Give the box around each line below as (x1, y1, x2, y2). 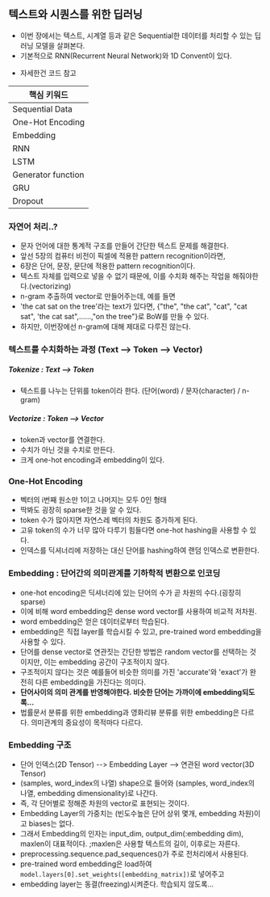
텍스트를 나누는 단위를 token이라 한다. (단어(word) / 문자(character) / (19, 386, 240, 395)
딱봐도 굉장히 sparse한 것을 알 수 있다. (19, 505, 142, 515)
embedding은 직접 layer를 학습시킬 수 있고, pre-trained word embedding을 (19, 626, 262, 636)
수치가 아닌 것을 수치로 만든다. (19, 444, 115, 454)
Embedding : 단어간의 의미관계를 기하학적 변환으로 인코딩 (8, 568, 221, 579)
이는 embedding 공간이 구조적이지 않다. (44, 657, 170, 667)
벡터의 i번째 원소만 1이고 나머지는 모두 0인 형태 (19, 495, 167, 505)
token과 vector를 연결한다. (19, 435, 106, 444)
